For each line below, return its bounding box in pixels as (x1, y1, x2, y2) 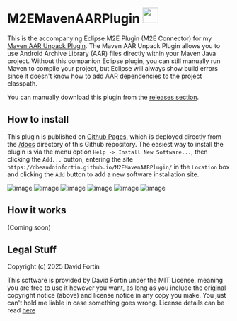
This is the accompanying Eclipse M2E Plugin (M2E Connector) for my (7, 34, 212, 43)
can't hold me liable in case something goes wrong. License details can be (7, 298, 225, 308)
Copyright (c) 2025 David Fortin (7, 262, 100, 271)
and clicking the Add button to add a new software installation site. (7, 170, 200, 179)
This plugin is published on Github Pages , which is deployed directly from (7, 132, 221, 141)
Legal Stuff (7, 243, 57, 255)
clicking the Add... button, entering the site (7, 154, 133, 163)
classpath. (7, 79, 37, 88)
